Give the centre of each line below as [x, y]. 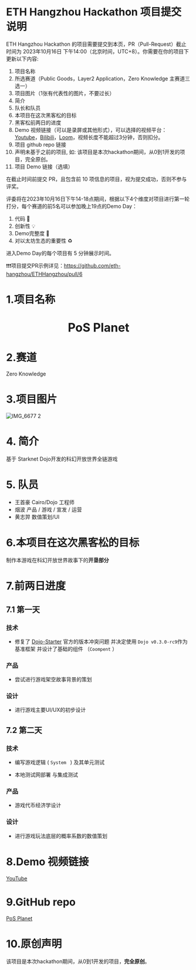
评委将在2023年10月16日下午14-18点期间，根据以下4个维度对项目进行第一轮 [98, 199]
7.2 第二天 [24, 730]
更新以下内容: [23, 59]
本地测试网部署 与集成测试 [46, 775]
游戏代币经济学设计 [38, 805]
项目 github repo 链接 [40, 144]
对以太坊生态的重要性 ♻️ [43, 241]
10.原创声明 [34, 944]
